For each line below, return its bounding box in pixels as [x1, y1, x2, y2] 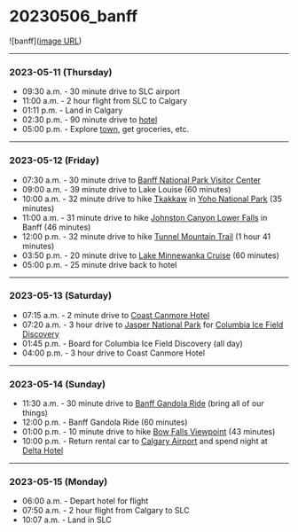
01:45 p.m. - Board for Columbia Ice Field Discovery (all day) [21, 338, 244, 348]
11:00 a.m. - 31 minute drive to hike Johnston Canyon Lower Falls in [21, 212, 268, 223]
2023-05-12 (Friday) [9, 154, 100, 167]
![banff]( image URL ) [9, 35, 82, 46]
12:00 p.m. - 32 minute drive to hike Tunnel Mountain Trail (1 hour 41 [21, 231, 271, 241]
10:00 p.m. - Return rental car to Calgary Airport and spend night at [21, 436, 268, 447]
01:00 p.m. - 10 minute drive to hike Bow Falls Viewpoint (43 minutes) [21, 426, 276, 437]
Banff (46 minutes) [21, 222, 91, 232]
